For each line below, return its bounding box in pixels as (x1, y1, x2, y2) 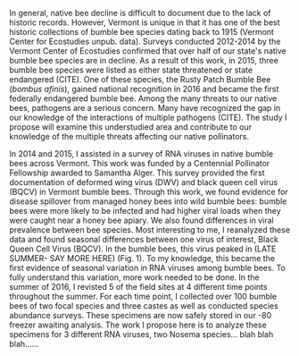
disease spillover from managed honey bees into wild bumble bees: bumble (9, 196, 287, 207)
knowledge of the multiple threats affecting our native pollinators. (9, 131, 250, 141)
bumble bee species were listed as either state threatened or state (9, 64, 253, 75)
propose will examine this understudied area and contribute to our (9, 122, 253, 132)
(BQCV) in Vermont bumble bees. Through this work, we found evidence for (9, 187, 288, 197)
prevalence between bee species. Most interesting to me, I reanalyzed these (9, 225, 291, 235)
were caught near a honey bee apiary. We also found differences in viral (9, 215, 274, 225)
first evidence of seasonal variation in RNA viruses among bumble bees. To (9, 263, 286, 273)
